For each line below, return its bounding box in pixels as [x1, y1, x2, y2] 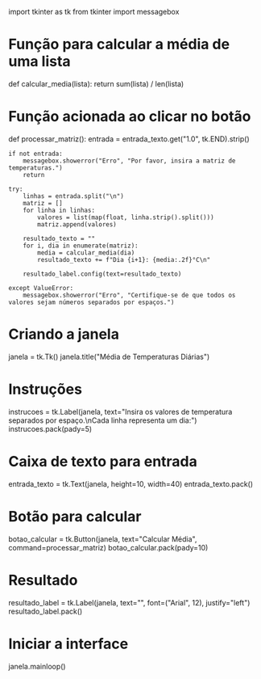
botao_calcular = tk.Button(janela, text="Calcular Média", [8, 533, 197, 544]
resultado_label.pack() [8, 606, 83, 616]
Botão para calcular [8, 507, 142, 525]
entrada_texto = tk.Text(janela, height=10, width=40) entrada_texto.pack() [8, 479, 254, 488]
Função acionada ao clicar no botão [8, 108, 251, 126]
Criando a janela [8, 325, 119, 344]
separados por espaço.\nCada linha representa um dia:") [8, 415, 197, 425]
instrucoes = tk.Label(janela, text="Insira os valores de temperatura [8, 407, 233, 416]
